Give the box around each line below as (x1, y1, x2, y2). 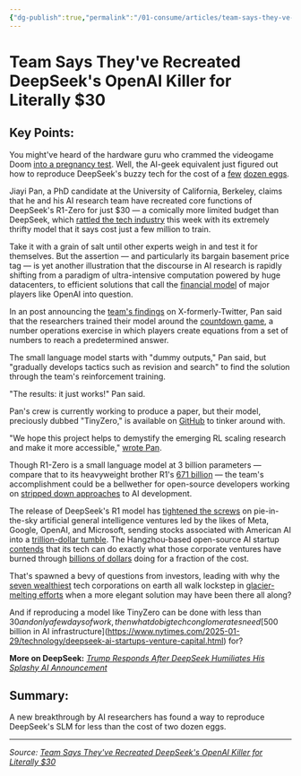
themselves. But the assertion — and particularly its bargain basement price (9, 250, 289, 261)
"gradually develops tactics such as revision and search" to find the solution (9, 361, 290, 372)
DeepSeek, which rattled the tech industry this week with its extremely (9, 214, 271, 225)
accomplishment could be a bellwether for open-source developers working (9, 479, 290, 489)
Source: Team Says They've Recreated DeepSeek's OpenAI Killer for (9, 747, 263, 758)
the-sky (9, 514, 39, 525)
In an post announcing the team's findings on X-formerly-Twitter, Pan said (9, 306, 282, 316)
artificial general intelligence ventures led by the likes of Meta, (39, 514, 270, 525)
